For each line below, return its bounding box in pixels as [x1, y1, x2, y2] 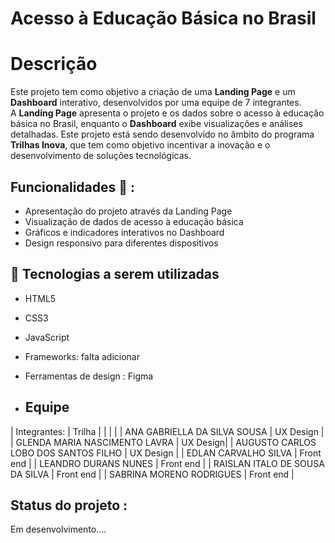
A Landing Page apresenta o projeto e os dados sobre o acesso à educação [10, 107, 325, 119]
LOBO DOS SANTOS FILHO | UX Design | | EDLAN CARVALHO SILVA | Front [10, 447, 322, 459]
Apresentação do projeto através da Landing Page [24, 205, 233, 217]
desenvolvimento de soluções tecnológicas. [10, 150, 192, 162]
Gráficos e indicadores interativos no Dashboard [24, 226, 225, 238]
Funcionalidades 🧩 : [10, 178, 136, 196]
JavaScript [24, 331, 70, 343]
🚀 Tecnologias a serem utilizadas [10, 266, 220, 283]
